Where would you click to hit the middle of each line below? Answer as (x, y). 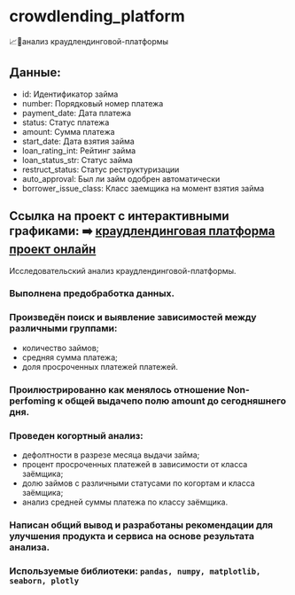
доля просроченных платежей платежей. (100, 366)
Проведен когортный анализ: (76, 435)
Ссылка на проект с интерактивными (119, 216)
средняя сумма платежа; (70, 357)
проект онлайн (53, 250)
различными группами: (63, 328)
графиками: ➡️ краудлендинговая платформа (142, 231)
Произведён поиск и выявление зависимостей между (133, 317)
